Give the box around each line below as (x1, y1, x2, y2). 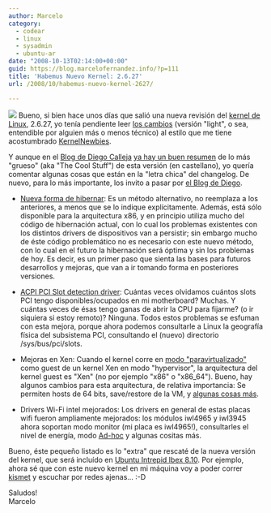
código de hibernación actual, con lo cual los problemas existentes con (19, 219, 257, 229)
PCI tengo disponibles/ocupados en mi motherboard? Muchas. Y (19, 295, 236, 305)
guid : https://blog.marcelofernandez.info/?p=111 (8, 65, 180, 73)
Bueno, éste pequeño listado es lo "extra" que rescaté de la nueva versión (8, 446, 256, 455)
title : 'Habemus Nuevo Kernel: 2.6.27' (8, 72, 143, 80)
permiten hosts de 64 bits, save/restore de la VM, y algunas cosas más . (19, 389, 259, 399)
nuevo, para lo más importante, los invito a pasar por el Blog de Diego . (8, 178, 243, 188)
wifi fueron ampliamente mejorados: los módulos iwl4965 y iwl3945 (19, 413, 247, 423)
